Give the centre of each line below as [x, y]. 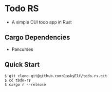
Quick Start [22, 65]
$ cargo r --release [26, 84]
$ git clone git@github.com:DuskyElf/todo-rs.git [56, 76]
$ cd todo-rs [18, 80]
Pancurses [22, 49]
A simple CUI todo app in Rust [42, 22]
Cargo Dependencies [37, 37]
